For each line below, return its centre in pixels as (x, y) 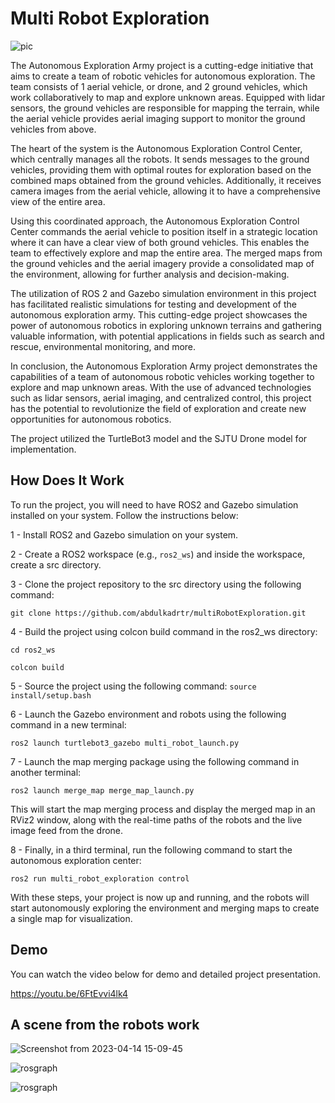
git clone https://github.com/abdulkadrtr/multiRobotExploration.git (158, 613)
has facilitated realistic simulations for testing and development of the (154, 304)
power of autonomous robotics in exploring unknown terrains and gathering (166, 325)
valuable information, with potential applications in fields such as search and (167, 336)
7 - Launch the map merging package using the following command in (155, 761)
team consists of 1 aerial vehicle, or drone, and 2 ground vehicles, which (159, 86)
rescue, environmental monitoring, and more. (103, 346)
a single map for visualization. (71, 918)
